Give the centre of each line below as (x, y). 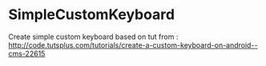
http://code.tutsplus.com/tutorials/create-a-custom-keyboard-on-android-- (133, 45)
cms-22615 (27, 53)
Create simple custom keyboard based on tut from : (93, 37)
